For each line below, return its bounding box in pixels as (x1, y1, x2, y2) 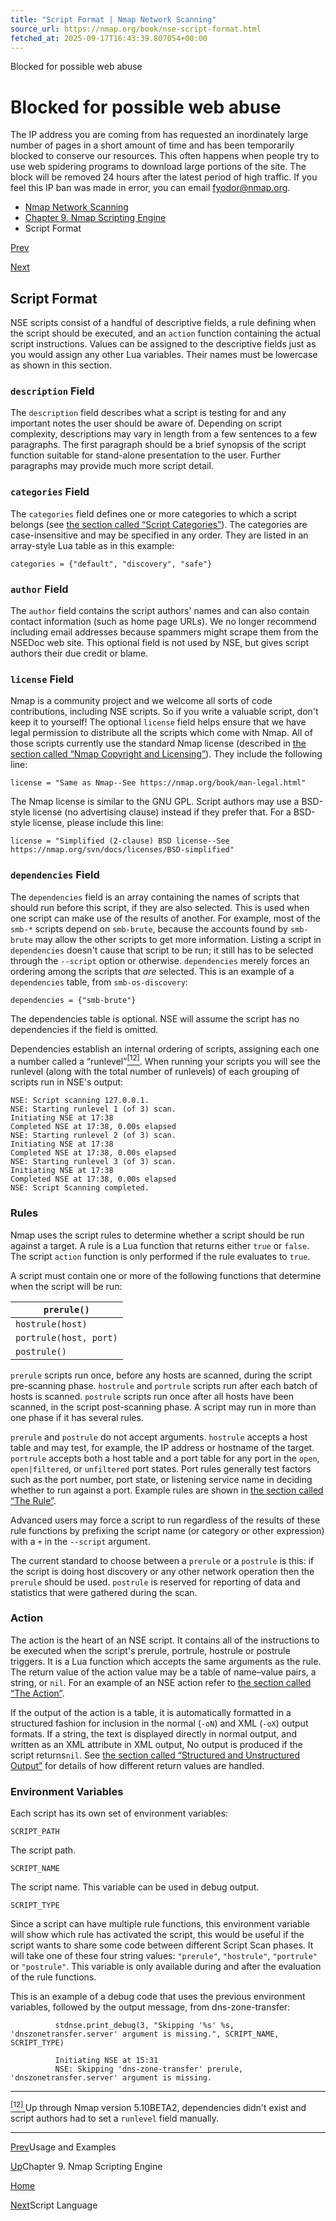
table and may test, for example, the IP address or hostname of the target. (10, 1441, 315, 1453)
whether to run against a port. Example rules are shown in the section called (10, 1484, 324, 1496)
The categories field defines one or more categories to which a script (10, 507, 297, 520)
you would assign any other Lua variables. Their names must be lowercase (10, 349, 318, 361)
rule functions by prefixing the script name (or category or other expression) (10, 1524, 325, 1536)
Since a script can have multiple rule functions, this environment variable (10, 1918, 311, 1930)
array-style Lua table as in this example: (10, 539, 175, 551)
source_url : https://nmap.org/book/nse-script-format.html (10, 24, 262, 34)
